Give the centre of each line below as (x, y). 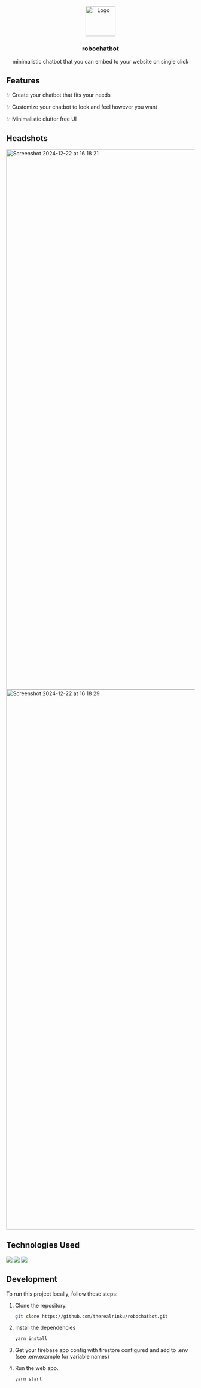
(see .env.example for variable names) (62, 1357)
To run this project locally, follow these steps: (62, 1294)
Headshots (27, 138)
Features (23, 80)
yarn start (28, 1379)
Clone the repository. (41, 1305)
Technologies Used (43, 1245)
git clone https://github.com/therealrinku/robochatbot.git (91, 1316)
